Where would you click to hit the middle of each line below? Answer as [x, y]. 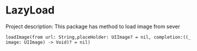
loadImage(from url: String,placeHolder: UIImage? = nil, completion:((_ [98, 37]
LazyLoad [30, 10]
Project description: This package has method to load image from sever [93, 26]
